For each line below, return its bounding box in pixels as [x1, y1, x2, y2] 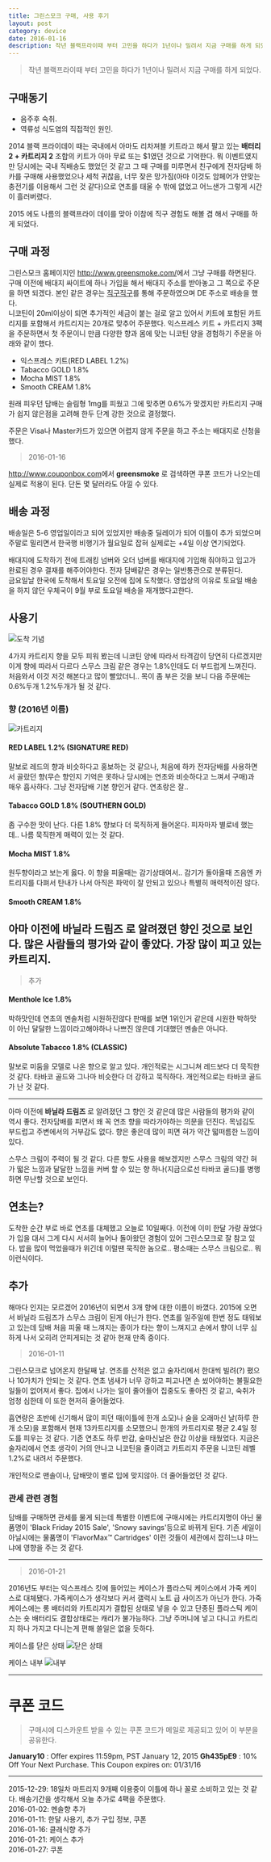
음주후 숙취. [19, 114, 58, 124]
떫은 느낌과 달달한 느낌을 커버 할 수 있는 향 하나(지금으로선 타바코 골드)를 [16, 1164, 246, 1174]
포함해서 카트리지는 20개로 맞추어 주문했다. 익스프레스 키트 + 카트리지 [29, 318, 250, 328]
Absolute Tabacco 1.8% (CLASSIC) [8, 1043, 127, 1053]
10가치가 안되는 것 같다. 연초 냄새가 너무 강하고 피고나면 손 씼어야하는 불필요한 [16, 1375, 263, 1385]
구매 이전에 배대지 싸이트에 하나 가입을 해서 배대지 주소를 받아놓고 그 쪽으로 [8, 278, 245, 288]
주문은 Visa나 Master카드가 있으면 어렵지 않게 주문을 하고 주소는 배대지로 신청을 [8, 426, 261, 435]
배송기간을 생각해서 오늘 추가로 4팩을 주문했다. [19, 1794, 166, 1804]
